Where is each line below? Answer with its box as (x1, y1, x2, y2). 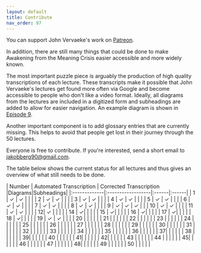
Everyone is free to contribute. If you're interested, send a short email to (6, 147, 185, 154)
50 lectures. (6, 135, 36, 142)
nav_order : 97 (6, 20, 42, 26)
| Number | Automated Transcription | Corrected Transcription (6, 183, 160, 190)
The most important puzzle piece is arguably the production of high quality (6, 73, 192, 80)
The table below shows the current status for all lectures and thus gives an (6, 165, 191, 172)
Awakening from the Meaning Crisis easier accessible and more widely (6, 55, 182, 62)
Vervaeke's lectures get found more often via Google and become (6, 85, 170, 93)
